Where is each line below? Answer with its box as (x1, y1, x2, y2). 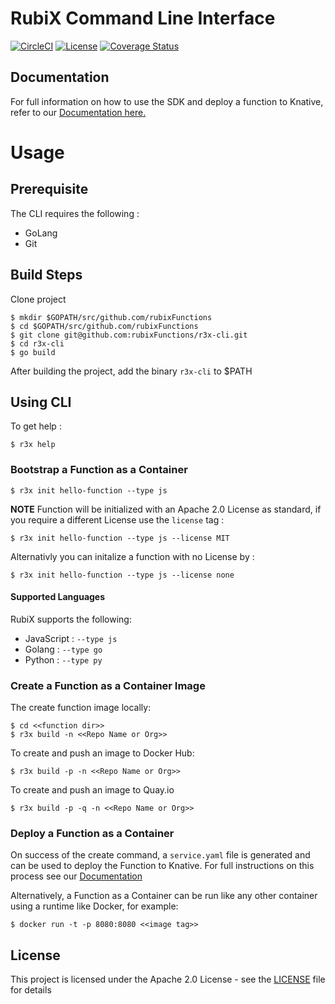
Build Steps (10, 267, 83, 284)
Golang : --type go (24, 643, 103, 655)
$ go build (10, 347, 56, 357)
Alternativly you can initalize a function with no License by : (10, 550, 255, 562)
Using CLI (10, 393, 72, 411)
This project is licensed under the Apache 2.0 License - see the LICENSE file (10, 973, 326, 986)
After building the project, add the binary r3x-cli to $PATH (10, 365, 253, 377)
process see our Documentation (10, 870, 143, 882)
